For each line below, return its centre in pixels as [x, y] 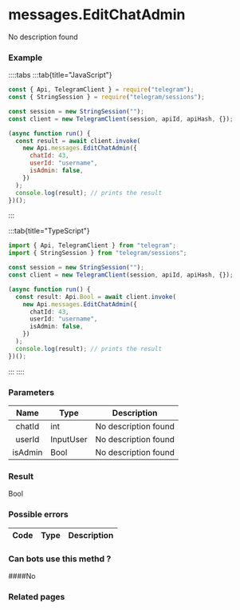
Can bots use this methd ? [60, 559]
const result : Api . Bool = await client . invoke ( [96, 297]
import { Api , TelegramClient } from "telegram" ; [92, 245]
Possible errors [39, 515]
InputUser [69, 440]
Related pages [37, 596]
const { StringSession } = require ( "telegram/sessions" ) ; [106, 98]
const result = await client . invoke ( [78, 141]
